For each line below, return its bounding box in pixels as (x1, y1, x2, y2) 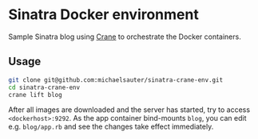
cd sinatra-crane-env (8, 83, 81, 91)
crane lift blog (8, 91, 62, 98)
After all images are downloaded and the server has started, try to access (8, 105, 250, 114)
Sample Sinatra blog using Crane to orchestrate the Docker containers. (8, 32, 241, 41)
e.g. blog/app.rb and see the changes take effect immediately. (8, 122, 214, 132)
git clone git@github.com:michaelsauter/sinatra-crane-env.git (8, 75, 224, 84)
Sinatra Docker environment (8, 6, 200, 24)
